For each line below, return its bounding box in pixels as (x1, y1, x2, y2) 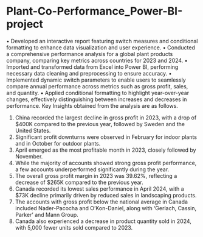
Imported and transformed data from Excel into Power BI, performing (6, 63, 179, 71)
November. (15, 152, 43, 160)
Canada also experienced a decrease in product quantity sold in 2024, (15, 218, 191, 225)
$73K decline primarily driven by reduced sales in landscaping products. (15, 191, 197, 199)
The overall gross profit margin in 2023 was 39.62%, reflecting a (15, 172, 177, 179)
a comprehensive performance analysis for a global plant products (6, 50, 173, 57)
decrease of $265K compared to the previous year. (15, 179, 144, 186)
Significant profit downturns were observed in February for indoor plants (15, 133, 198, 141)
